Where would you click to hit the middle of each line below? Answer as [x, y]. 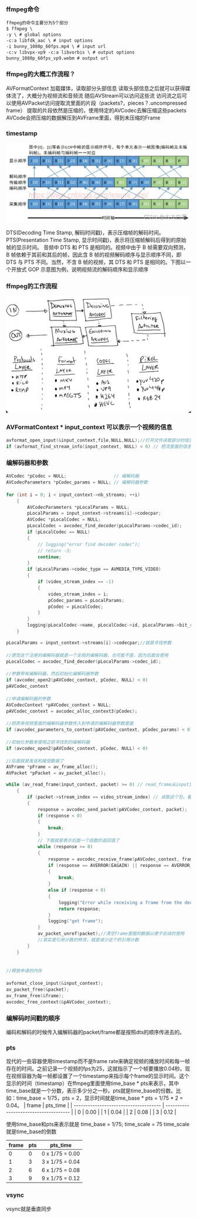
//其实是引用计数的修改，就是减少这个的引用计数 [88, 940]
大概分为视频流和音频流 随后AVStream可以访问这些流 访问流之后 [104, 95]
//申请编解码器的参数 [28, 699]
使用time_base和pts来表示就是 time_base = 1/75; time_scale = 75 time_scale [98, 1124]
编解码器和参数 [27, 462]
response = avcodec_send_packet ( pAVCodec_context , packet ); [112, 809]
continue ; [49, 557]
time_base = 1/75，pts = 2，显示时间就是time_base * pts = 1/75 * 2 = [100, 1098]
